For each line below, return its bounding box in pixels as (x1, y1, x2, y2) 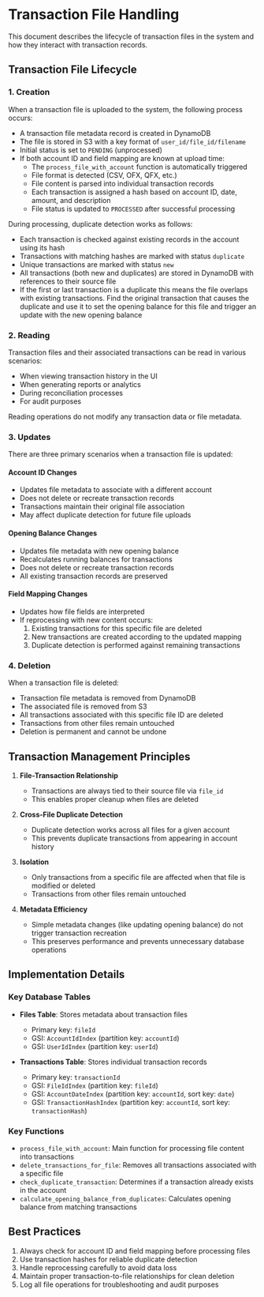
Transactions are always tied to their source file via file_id (31, 786, 224, 795)
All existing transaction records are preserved (19, 571, 168, 581)
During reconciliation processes (19, 388, 124, 397)
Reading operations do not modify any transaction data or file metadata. (8, 412, 242, 421)
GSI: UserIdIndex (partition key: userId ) (31, 1041, 159, 1051)
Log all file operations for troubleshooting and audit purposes (19, 1280, 219, 1289)
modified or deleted (31, 881, 96, 890)
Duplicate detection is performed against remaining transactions (31, 640, 240, 649)
